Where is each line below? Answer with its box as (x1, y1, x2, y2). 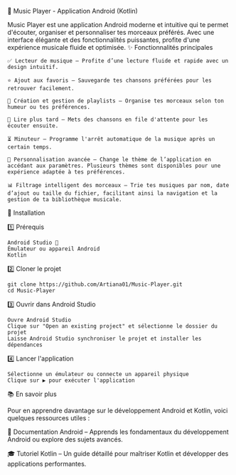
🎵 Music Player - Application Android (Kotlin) (7, 7, 139, 15)
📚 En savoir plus (7, 390, 57, 398)
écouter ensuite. (7, 122, 59, 129)
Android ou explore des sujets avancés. (7, 435, 123, 444)
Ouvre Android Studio (7, 316, 72, 324)
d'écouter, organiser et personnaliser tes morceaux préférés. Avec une (7, 28, 215, 36)
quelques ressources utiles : (7, 414, 90, 422)
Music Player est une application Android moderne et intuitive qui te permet (7, 21, 229, 28)
